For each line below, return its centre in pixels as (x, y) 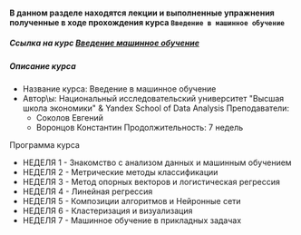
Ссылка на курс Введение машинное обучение (104, 43)
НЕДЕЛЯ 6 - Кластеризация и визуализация (107, 211)
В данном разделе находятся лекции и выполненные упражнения (142, 13)
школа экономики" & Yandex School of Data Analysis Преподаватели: (156, 108)
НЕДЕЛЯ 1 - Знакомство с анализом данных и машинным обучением (157, 162)
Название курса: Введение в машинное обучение (119, 88)
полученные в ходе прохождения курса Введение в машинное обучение (147, 22)
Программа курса (44, 144)
